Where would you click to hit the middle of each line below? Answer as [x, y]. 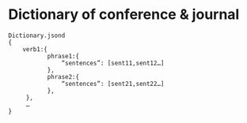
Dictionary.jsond [37, 35]
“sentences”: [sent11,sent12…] [113, 63]
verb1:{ [35, 49]
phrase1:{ [63, 56]
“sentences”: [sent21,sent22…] [113, 84]
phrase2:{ [63, 76]
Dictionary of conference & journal [124, 15]
